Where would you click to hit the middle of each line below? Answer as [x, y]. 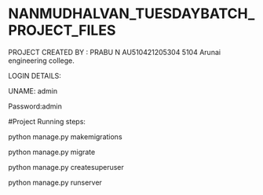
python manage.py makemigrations [66, 136]
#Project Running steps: [47, 121]
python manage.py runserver [55, 182]
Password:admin [35, 106]
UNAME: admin [33, 90]
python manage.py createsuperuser [66, 167]
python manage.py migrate [52, 152]
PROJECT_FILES [62, 30]
